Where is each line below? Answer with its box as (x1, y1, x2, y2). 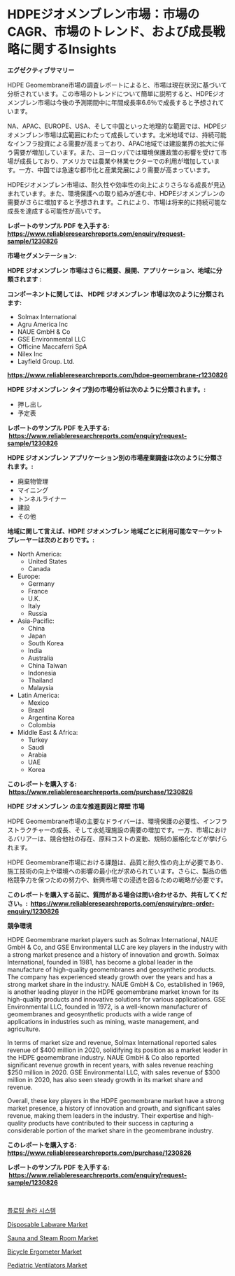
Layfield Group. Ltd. (17, 357, 75, 365)
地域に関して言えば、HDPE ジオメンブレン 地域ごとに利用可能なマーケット (7, 526, 222, 535)
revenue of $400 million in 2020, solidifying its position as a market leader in (7, 1046, 228, 1054)
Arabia (27, 750, 48, 759)
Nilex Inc (17, 349, 43, 358)
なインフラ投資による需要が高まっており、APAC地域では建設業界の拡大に (7, 139, 218, 148)
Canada (27, 564, 51, 573)
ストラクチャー (7, 825, 50, 834)
